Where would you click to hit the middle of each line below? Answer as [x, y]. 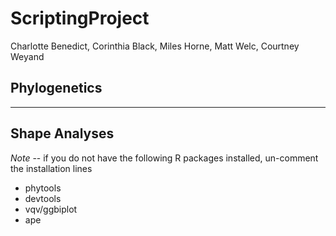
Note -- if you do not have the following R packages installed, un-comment [164, 158]
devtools [43, 198]
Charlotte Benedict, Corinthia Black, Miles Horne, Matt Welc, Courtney [155, 46]
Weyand [27, 56]
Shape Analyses [62, 133]
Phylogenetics [56, 88]
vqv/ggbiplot [51, 209]
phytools [43, 188]
